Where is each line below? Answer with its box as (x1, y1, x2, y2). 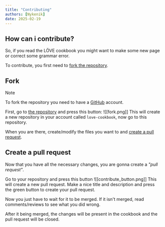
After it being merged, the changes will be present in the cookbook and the (5, 211, 158, 217)
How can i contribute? (5, 34, 74, 43)
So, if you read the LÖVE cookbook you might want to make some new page (5, 48, 160, 54)
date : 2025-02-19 (5, 16, 41, 21)
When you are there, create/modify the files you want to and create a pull (5, 129, 154, 134)
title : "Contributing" (5, 7, 52, 12)
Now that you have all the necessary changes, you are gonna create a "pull (5, 161, 158, 167)
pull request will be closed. (5, 216, 60, 222)
